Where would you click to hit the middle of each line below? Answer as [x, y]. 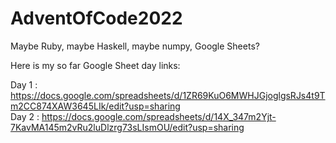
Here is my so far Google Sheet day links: [95, 65]
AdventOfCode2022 [96, 18]
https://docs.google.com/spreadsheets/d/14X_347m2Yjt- [159, 116]
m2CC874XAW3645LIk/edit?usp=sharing [95, 106]
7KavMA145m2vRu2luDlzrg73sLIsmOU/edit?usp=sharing [127, 127]
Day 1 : [24, 84]
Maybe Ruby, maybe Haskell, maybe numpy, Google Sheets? [135, 46]
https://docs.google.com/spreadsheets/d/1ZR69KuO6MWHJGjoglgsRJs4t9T [168, 95]
